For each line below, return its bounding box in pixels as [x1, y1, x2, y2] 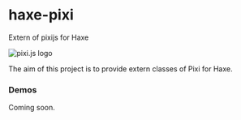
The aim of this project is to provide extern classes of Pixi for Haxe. [8, 63, 233, 74]
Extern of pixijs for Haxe [8, 32, 89, 42]
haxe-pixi [8, 6, 75, 24]
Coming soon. [8, 103, 55, 113]
